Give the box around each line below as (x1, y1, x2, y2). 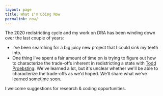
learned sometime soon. (12, 76, 61, 82)
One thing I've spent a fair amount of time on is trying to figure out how (12, 55, 156, 61)
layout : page (5, 7, 32, 12)
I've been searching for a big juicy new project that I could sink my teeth (12, 45, 159, 51)
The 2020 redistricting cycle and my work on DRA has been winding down (5, 30, 156, 36)
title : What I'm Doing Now (5, 12, 60, 17)
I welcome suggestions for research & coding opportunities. (5, 86, 126, 92)
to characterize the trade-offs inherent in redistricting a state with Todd (12, 60, 156, 66)
